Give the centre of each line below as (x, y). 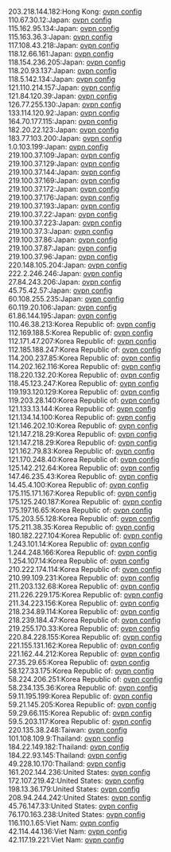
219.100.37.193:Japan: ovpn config (64, 206)
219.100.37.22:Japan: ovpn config (63, 214)
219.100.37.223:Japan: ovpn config (65, 223)
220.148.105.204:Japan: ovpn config (68, 265)
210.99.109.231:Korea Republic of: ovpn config (84, 578)
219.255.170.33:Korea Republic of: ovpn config (84, 628)
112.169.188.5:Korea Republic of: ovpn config (81, 333)
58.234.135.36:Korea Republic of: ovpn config (83, 688)
